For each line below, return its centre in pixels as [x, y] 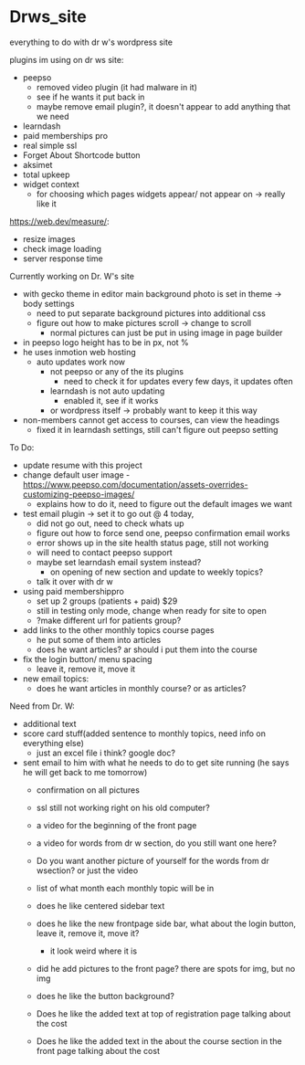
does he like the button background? [105, 996]
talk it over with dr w [74, 581]
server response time [63, 258]
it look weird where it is [94, 951]
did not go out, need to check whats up [110, 523]
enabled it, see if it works [111, 400]
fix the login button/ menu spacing [87, 659]
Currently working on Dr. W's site [72, 276]
